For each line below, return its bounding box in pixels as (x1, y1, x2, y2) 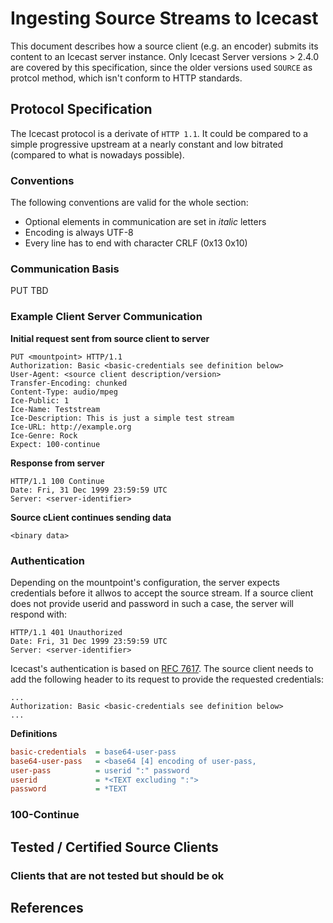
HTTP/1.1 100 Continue (10, 476, 105, 486)
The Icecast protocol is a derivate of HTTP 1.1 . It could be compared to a (10, 127, 309, 139)
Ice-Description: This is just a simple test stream (10, 413, 235, 423)
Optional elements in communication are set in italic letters (24, 216, 267, 228)
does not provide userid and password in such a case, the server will (10, 597, 294, 609)
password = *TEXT (10, 784, 128, 794)
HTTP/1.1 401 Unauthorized (10, 627, 123, 637)
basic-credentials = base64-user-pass (10, 747, 177, 757)
